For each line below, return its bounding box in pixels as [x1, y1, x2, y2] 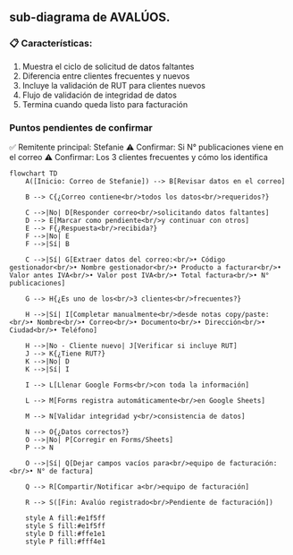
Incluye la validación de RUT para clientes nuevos [21, 80, 205, 90]
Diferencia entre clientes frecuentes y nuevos [21, 70, 190, 81]
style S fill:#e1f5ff [25, 521, 105, 530]
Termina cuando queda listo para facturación [21, 98, 188, 109]
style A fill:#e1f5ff [25, 513, 105, 523]
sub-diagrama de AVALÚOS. [9, 10, 171, 25]
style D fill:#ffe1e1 [25, 529, 105, 538]
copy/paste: [224, 310, 270, 319]
